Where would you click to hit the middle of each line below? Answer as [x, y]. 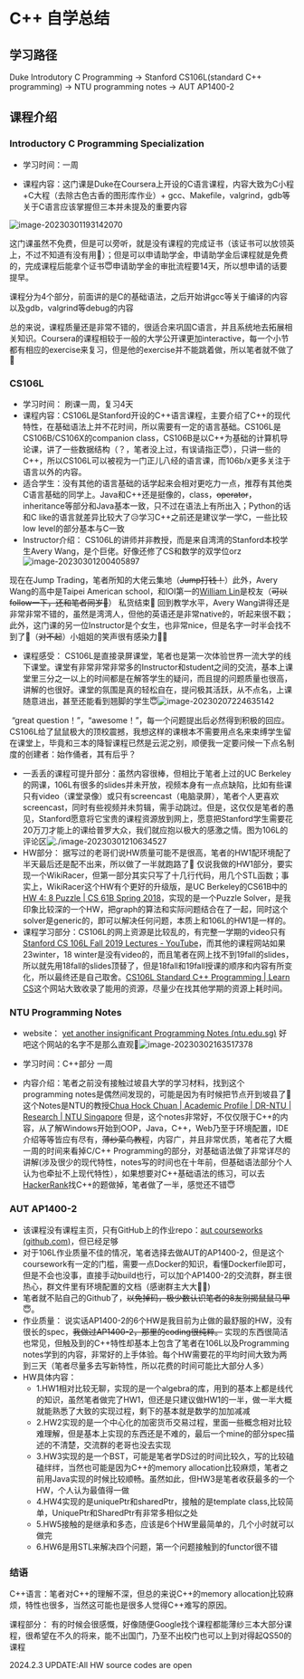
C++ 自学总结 [60, 19]
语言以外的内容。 [54, 472]
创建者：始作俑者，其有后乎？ [81, 754]
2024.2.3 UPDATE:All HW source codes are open [101, 1665]
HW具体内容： [49, 1377]
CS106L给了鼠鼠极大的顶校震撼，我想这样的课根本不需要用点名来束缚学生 [147, 731]
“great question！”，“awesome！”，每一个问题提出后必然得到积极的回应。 [150, 720]
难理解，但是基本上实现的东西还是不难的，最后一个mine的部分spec [161, 1433]
